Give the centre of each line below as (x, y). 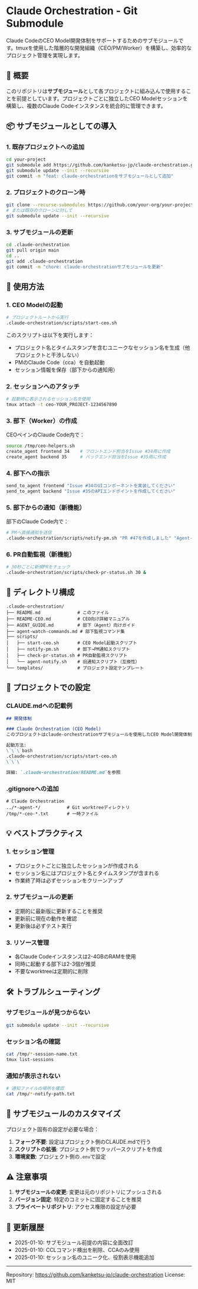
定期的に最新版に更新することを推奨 (59, 911)
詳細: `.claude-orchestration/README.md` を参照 (63, 772)
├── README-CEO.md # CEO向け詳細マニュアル (68, 619)
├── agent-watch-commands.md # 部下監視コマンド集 (65, 631)
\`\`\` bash (19, 751)
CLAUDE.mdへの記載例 (39, 706)
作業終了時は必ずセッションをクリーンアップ (69, 880)
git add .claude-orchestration (44, 261)
